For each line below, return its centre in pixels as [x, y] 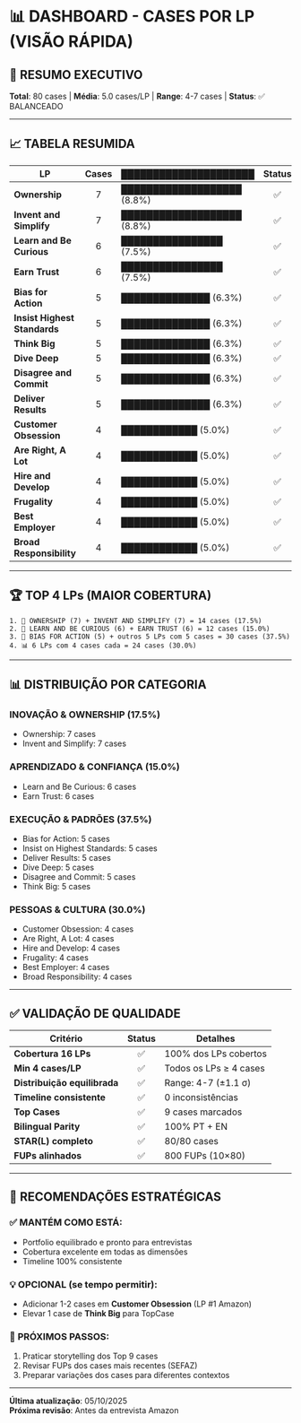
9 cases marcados [203, 1112]
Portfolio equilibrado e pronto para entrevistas [107, 1242]
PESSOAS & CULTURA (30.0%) [77, 909]
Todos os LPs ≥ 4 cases [215, 1069]
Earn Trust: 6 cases [58, 796]
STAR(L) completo [54, 1141]
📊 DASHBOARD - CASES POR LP [132, 17]
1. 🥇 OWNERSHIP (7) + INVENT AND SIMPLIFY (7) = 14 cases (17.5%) [136, 620]
